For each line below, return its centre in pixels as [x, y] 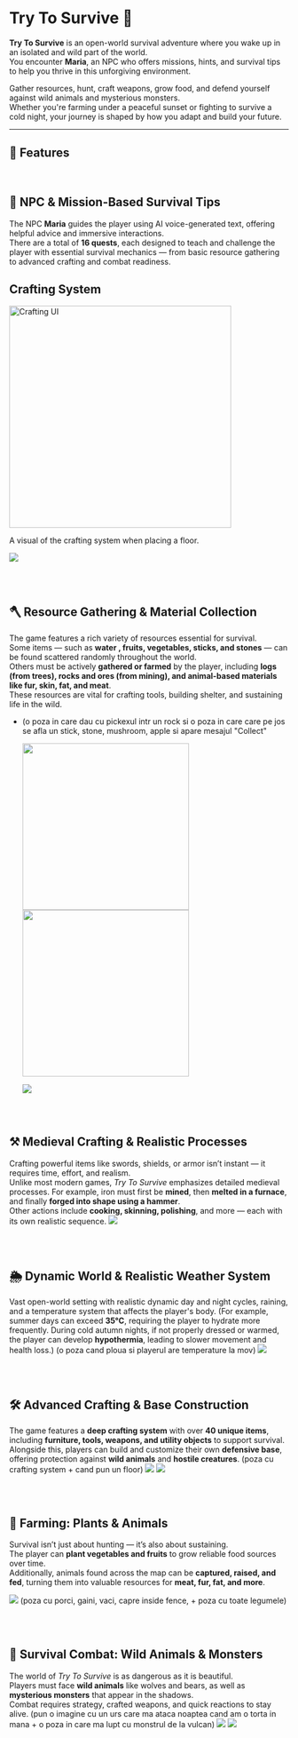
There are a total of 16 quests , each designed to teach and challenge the [142, 243]
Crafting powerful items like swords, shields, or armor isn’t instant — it [137, 1163]
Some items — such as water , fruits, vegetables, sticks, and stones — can [149, 647]
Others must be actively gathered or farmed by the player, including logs [143, 666]
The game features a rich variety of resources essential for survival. [133, 638]
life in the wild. [36, 704]
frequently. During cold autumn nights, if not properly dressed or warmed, [144, 1330]
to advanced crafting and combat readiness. [90, 261]
